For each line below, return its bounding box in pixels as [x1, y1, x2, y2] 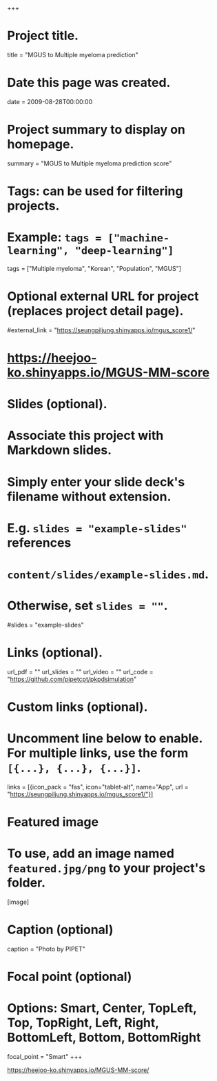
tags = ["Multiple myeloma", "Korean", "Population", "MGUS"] [7, 264, 181, 272]
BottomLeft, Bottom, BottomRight [7, 1030, 201, 1045]
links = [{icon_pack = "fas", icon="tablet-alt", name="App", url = [7, 783, 189, 791]
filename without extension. [7, 489, 172, 504]
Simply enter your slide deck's [7, 474, 185, 489]
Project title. [7, 28, 79, 43]
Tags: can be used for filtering [7, 183, 183, 199]
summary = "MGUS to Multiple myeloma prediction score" [7, 159, 172, 168]
